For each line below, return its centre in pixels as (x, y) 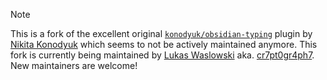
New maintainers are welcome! (74, 65)
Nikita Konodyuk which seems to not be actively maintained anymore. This (164, 44)
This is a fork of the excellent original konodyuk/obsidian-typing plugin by (161, 33)
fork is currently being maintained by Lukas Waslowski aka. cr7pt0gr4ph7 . (162, 55)
